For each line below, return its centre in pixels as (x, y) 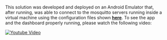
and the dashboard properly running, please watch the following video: (78, 23)
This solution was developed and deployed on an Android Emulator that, (79, 7)
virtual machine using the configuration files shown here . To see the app (80, 18)
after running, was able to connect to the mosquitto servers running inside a (83, 12)
